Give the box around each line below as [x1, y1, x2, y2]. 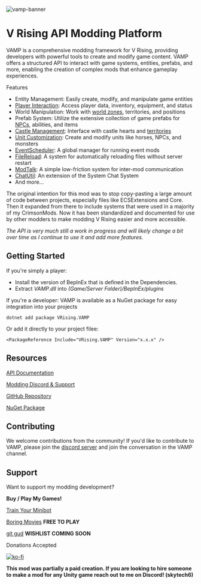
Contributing [6, 421, 55, 431]
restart [14, 159, 32, 166]
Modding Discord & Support [6, 380, 75, 388]
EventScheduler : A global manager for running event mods [14, 146, 160, 153]
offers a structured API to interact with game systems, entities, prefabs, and [6, 59, 193, 66]
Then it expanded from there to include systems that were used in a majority [6, 202, 194, 210]
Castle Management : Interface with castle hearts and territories [14, 127, 172, 135]
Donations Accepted [6, 541, 57, 549]
